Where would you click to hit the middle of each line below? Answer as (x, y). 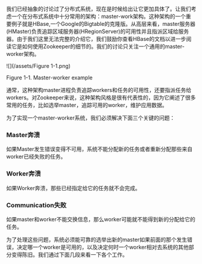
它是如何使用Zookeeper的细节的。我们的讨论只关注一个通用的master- (98, 46)
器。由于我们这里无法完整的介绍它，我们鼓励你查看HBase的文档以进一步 (96, 39)
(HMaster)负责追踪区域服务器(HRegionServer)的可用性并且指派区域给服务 (98, 31)
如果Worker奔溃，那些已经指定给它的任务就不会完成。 (73, 188)
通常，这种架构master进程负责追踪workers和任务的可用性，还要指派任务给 (99, 90)
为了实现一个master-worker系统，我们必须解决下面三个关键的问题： (91, 118)
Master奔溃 (23, 135)
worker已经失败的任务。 (36, 157)
